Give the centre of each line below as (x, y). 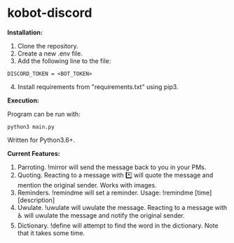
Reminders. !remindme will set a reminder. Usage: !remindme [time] (115, 192)
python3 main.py (31, 127)
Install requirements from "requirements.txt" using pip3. (98, 86)
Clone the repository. (48, 46)
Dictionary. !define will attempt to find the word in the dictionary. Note (118, 225)
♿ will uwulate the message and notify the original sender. (101, 215)
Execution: (23, 100)
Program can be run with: (44, 114)
